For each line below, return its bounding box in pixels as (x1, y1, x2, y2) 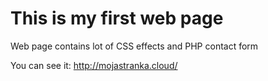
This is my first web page (10, 7, 224, 30)
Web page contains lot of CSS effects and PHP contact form (10, 40, 259, 52)
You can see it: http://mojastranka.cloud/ (10, 59, 178, 71)
